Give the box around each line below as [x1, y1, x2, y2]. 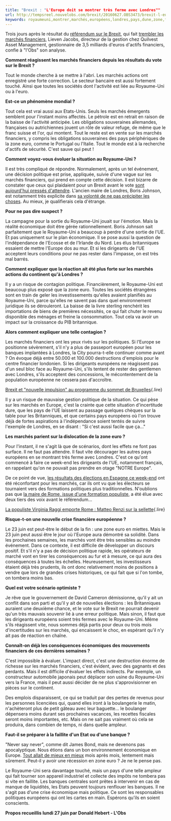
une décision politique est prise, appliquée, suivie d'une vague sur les [5, 171, 152, 177]
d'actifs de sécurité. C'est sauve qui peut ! [5, 146, 94, 152]
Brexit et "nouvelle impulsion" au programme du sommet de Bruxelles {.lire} [5, 387, 163, 393]
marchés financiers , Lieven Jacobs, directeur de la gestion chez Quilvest [5, 36, 158, 42]
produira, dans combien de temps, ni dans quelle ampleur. [5, 722, 127, 728]
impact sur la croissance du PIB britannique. [5, 319, 98, 325]
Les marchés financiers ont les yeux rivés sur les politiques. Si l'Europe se [5, 339, 161, 345]
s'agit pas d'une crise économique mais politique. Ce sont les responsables [5, 789, 164, 796]
